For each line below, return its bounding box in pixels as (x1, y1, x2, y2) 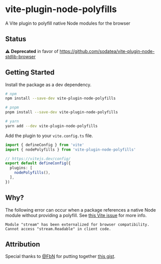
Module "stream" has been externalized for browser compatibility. (5, 222, 150, 227)
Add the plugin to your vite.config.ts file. (5, 133, 93, 139)
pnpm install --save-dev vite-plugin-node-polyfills (5, 110, 118, 115)
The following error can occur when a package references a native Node (5, 207, 156, 213)
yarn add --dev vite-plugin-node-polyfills (5, 123, 98, 128)
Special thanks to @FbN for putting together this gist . (5, 253, 116, 259)
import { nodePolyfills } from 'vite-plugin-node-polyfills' (5, 147, 136, 152)
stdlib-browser (5, 53, 36, 59)
